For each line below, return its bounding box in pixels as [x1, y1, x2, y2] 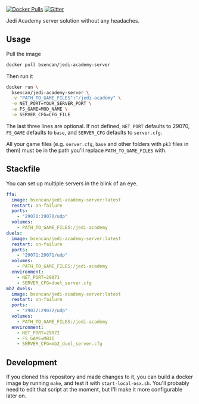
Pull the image [6, 50, 42, 57]
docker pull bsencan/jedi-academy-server [6, 61, 111, 68]
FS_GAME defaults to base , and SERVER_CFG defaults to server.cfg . [6, 129, 163, 136]
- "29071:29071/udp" [17, 252, 68, 259]
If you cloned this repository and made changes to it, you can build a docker [6, 373, 194, 381]
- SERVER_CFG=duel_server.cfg [17, 280, 92, 286]
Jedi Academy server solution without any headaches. [6, 17, 140, 24]
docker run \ [6, 84, 39, 90]
